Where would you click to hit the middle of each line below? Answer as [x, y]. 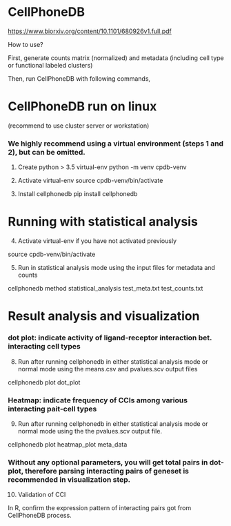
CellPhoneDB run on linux [82, 107]
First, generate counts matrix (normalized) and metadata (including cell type [116, 58]
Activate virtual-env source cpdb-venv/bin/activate [90, 181]
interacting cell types [44, 347]
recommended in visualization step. [69, 479]
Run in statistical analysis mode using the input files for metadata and [117, 268]
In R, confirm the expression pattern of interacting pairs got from [100, 508]
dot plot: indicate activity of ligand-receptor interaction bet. [110, 338]
